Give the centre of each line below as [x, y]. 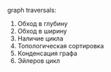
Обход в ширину [42, 31]
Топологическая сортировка [60, 46]
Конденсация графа [47, 53]
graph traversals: [32, 10]
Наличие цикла [40, 38]
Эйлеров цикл [39, 61]
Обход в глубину [43, 23]
